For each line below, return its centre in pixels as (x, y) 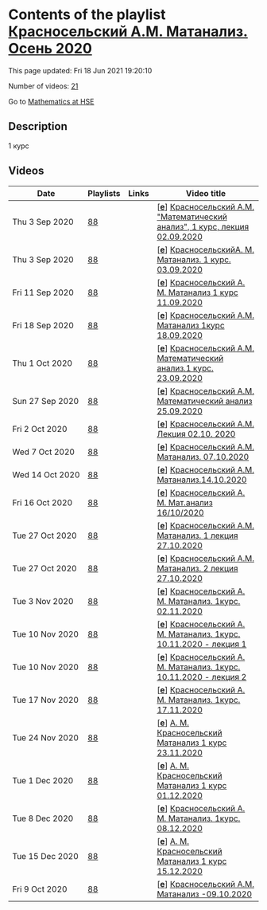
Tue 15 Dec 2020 (46, 856)
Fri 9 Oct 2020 (40, 888)
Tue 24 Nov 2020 (46, 737)
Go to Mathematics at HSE (51, 101)
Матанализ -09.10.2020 (205, 894)
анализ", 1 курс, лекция (203, 226)
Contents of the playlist (87, 15)
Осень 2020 (50, 49)
